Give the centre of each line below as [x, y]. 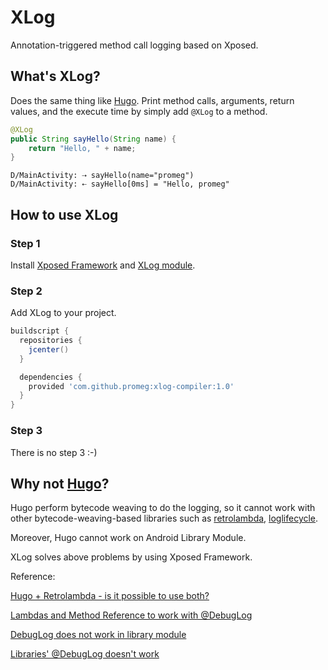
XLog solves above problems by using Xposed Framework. [131, 557]
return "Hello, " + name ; [82, 148]
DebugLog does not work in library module [98, 635]
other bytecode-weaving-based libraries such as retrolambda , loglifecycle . [164, 518]
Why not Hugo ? [60, 483]
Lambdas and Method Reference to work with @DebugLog [131, 615]
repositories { [51, 341]
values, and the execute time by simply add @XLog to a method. [139, 111]
